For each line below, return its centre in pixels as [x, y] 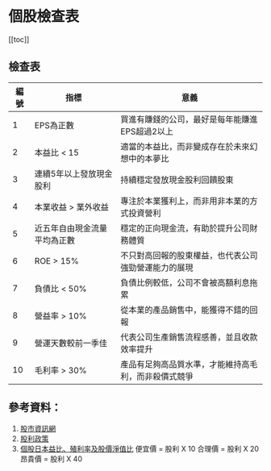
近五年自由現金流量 [71, 228]
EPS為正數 [54, 125]
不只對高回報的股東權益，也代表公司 [189, 255]
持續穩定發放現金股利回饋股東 [177, 180]
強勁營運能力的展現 [157, 267]
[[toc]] [19, 39]
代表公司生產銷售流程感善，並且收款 [189, 337]
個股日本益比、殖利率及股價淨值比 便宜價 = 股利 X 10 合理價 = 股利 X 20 [140, 448]
